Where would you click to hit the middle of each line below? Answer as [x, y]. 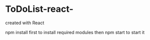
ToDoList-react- [40, 9]
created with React [25, 23]
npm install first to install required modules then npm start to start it [75, 32]
